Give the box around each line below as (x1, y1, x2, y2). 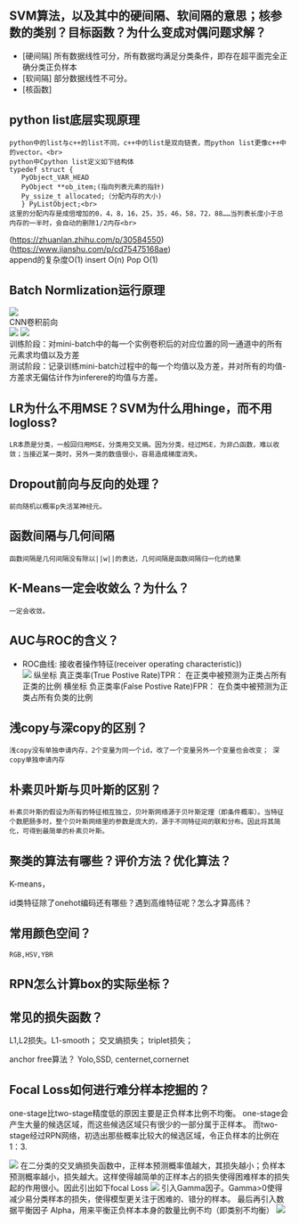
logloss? (9, 415, 58, 430)
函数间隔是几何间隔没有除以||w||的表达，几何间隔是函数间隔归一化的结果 (9, 554, 242, 563)
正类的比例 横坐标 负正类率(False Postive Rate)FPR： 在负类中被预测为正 (21, 681, 288, 691)
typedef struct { (9, 165, 74, 174)
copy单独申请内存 (9, 755, 65, 764)
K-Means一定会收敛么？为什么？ (9, 581, 190, 596)
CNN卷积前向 (9, 317, 59, 328)
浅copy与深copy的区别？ (9, 720, 149, 735)
